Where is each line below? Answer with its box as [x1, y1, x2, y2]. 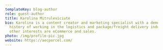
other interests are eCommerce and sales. [9, 29, 97, 34]
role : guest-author [5, 11, 45, 16]
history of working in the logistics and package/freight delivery [9, 25, 149, 30]
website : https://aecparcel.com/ [5, 38, 73, 43]
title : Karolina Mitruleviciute [5, 16, 70, 20]
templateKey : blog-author [5, 7, 57, 12]
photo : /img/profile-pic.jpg [5, 34, 64, 39]
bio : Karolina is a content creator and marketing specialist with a [5, 20, 149, 25]
